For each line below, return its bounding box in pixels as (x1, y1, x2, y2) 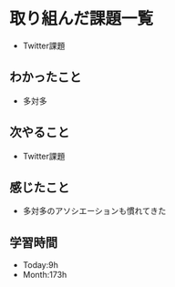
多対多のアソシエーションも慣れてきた (22, 206, 167, 217)
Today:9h (22, 260, 59, 271)
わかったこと (9, 69, 82, 85)
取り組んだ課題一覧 (9, 8, 154, 29)
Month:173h (22, 270, 67, 281)
